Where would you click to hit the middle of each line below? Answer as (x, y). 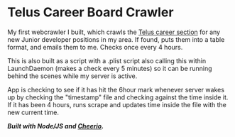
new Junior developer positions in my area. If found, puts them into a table (116, 39)
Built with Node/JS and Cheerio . (56, 126)
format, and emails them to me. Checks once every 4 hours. (95, 47)
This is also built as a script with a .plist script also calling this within (107, 60)
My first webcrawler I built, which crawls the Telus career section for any (114, 32)
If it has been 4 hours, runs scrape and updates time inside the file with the (117, 104)
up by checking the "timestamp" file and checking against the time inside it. (118, 97)
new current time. (33, 112)
